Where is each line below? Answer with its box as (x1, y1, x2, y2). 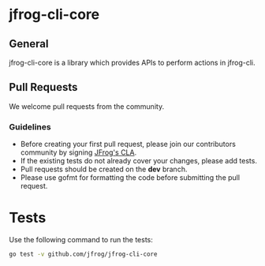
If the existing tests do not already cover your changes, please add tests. (20, 156, 257, 166)
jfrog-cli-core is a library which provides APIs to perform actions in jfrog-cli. (9, 58, 256, 67)
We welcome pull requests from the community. (9, 101, 165, 111)
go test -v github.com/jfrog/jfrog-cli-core (9, 250, 158, 258)
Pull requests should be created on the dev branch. (20, 164, 188, 174)
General (9, 37, 50, 51)
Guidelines (9, 121, 51, 132)
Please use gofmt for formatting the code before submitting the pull (20, 173, 240, 182)
